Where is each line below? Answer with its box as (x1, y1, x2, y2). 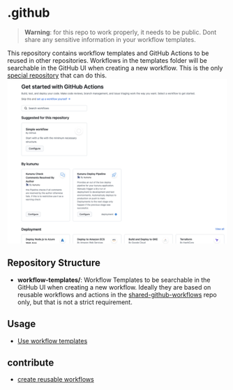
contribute (7, 357, 54, 368)
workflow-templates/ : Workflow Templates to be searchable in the (17, 276, 211, 284)
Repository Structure (7, 257, 101, 269)
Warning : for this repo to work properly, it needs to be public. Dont (24, 28, 217, 36)
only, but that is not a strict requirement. (17, 298, 133, 306)
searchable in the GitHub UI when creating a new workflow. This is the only (7, 63, 223, 72)
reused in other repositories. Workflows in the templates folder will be (7, 56, 208, 64)
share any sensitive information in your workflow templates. (24, 35, 197, 43)
